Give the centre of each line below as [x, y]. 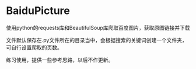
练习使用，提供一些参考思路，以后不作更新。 [60, 60]
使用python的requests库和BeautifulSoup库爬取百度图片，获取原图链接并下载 [98, 27]
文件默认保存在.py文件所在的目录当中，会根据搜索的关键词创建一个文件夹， [97, 40]
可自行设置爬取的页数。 [34, 47]
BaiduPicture [38, 11]
